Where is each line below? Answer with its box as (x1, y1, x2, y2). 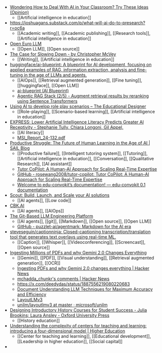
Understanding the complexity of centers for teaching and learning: (9, 323, 147, 328)
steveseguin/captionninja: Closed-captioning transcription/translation (9, 229, 151, 235)
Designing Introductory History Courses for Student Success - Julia (9, 307, 147, 313)
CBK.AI (9, 203, 25, 208)
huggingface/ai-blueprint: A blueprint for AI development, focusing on (9, 61, 152, 67)
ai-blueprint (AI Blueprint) (17, 88, 69, 93)
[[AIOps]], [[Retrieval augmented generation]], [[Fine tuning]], (17, 77, 143, 83)
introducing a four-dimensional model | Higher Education (9, 328, 126, 334)
